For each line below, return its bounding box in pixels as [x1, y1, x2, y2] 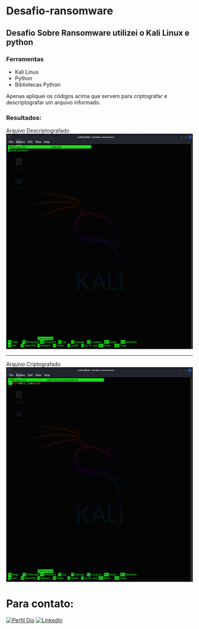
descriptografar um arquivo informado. [6, 99, 101, 106]
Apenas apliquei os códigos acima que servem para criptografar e [6, 92, 168, 99]
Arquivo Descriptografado [6, 127, 70, 134]
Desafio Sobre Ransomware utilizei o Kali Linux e [6, 28, 190, 38]
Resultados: [6, 113, 41, 122]
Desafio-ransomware [6, 4, 114, 18]
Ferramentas [6, 55, 44, 63]
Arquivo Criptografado [6, 361, 61, 368]
